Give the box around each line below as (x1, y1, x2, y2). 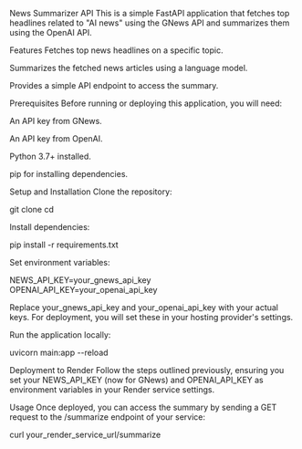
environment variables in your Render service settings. (9, 384, 215, 395)
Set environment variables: (9, 257, 110, 267)
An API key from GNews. (9, 116, 102, 126)
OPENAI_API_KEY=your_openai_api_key (9, 285, 158, 295)
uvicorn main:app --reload (9, 347, 109, 358)
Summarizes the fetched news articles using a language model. (9, 63, 248, 73)
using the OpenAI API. (9, 27, 93, 37)
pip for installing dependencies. (9, 169, 129, 179)
